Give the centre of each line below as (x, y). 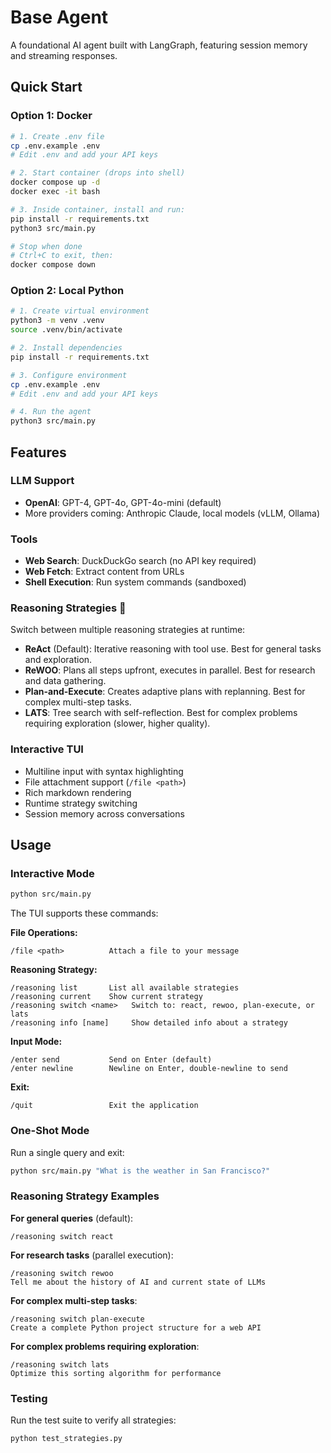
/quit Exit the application (104, 1106)
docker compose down (53, 265)
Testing (29, 1398)
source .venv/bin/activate (66, 330)
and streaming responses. (64, 55)
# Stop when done (46, 246)
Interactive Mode (52, 874)
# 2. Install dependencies (66, 348)
